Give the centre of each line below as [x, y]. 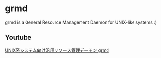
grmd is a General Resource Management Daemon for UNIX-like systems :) [81, 22]
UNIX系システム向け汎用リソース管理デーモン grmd [57, 50]
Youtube [18, 38]
